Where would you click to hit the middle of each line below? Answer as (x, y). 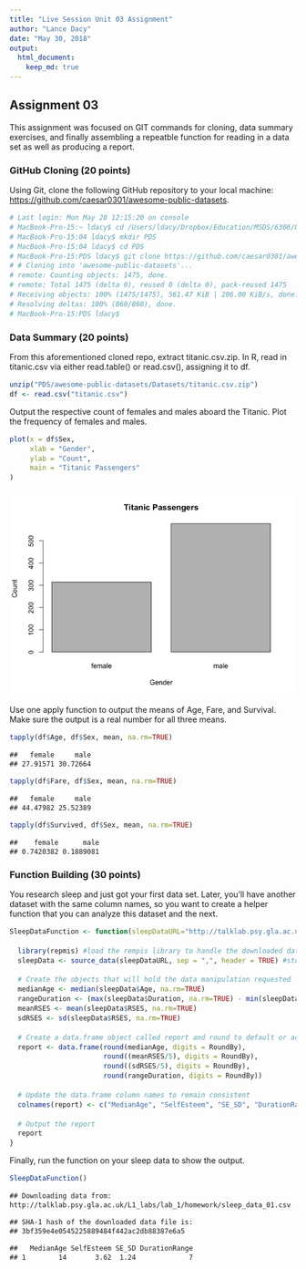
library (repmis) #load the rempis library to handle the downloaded (150, 951)
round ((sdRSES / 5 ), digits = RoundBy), (177, 1067)
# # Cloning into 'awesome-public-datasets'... (102, 266)
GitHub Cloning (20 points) (70, 170)
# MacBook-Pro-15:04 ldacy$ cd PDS (77, 246)
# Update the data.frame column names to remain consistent (134, 1095)
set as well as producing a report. (72, 147)
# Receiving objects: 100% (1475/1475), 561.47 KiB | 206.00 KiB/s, (142, 295)
